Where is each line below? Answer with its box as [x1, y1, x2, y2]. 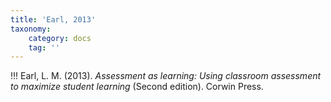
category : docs [28, 33, 92, 43]
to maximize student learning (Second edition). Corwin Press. [10, 81, 264, 93]
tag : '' [28, 42, 60, 53]
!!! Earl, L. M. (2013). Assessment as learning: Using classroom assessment [10, 70, 322, 82]
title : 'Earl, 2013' [10, 14, 97, 25]
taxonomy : [10, 24, 52, 34]
